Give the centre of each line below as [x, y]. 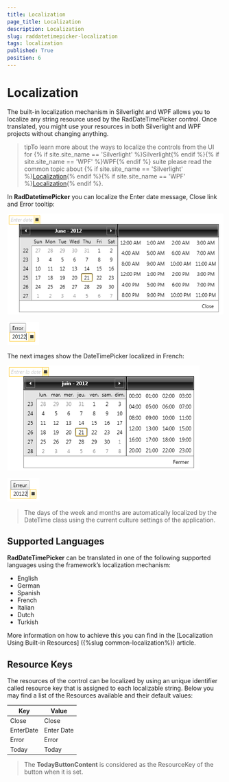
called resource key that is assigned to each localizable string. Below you [110, 688]
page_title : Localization [44, 22]
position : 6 [24, 58]
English [27, 578]
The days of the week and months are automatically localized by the [120, 512]
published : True [30, 51]
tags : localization [35, 44]
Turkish [28, 622]
